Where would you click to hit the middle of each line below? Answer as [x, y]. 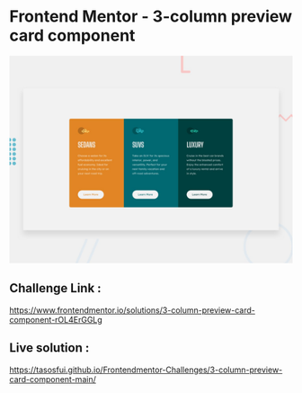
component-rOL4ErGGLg [56, 319]
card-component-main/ [53, 379]
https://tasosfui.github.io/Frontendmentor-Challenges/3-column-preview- [146, 370]
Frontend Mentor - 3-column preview [151, 17]
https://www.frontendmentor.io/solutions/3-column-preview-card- [133, 310]
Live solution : [49, 348]
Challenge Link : [55, 288]
